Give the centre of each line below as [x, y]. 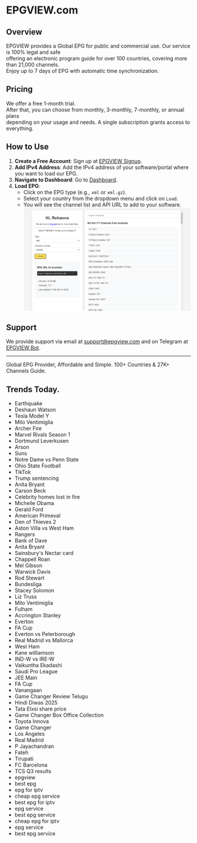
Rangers [25, 534]
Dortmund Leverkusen [42, 441]
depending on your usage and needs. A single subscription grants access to [98, 122]
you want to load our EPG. [46, 173]
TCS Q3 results [33, 771]
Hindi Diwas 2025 [36, 702]
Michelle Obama [34, 503]
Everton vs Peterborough [45, 634]
